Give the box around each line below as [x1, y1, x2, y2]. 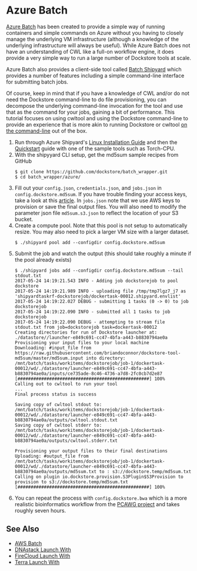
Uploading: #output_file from [14, 453, 89, 459]
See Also [6, 524, 39, 534]
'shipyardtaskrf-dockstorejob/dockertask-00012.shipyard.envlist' [14, 293, 181, 299]
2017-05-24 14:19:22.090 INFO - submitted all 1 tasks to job [14, 309, 171, 315]
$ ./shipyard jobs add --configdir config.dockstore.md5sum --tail [14, 268, 183, 273]
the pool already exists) [14, 256, 72, 263]
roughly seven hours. [14, 507, 66, 514]
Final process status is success [14, 391, 97, 397]
